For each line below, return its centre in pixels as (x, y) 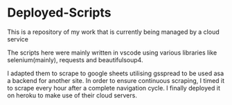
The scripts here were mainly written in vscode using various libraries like (112, 52)
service (18, 39)
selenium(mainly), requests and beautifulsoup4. (75, 59)
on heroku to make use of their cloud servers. (72, 95)
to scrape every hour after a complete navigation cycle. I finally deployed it (114, 88)
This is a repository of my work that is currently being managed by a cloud (113, 32)
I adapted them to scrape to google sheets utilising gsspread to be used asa (116, 73)
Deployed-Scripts (59, 13)
